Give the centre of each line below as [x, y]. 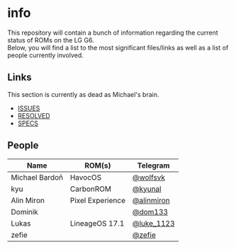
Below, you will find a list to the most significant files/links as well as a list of [118, 47]
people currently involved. [45, 55]
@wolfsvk [148, 177]
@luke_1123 [153, 223]
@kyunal [147, 189]
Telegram [153, 166]
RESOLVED [34, 115]
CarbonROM [91, 189]
